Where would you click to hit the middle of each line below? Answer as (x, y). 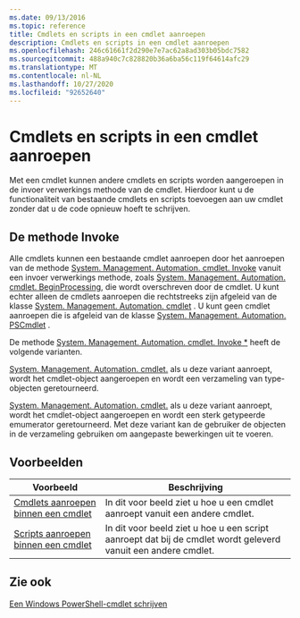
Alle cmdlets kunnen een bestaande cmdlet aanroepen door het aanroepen (147, 258)
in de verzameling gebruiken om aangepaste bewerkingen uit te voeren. (142, 434)
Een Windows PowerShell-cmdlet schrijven (88, 604)
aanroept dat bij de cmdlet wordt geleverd (193, 539)
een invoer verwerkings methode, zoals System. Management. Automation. (147, 277)
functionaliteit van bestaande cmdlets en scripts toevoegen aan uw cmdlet (146, 199)
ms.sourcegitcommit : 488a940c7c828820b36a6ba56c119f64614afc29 (129, 59)
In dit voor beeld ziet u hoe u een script (187, 529)
